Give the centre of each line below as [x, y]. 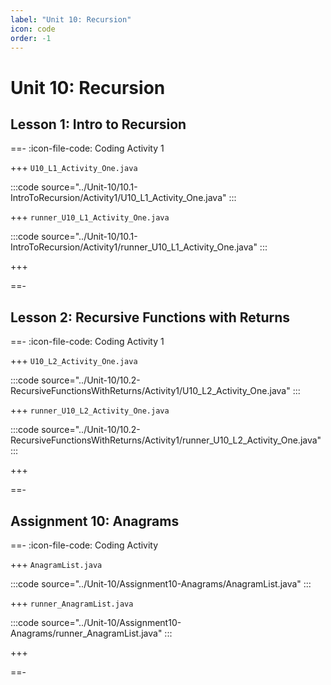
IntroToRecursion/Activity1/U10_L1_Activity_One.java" [118, 198]
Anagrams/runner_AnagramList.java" [86, 633]
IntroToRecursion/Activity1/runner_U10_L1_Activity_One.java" [134, 247]
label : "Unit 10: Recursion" [71, 19]
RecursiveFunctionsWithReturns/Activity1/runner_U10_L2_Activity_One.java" [166, 440]
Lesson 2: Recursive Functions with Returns [150, 317]
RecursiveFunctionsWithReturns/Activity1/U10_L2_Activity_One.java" [150, 391]
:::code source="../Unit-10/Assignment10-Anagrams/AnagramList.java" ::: [161, 584]
